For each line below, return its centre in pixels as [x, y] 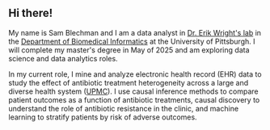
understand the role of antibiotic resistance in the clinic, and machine [124, 108]
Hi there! [31, 13]
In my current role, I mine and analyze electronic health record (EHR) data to [135, 74]
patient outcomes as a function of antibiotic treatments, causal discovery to [134, 99]
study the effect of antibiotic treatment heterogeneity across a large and [129, 82]
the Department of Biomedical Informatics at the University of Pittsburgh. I [132, 41]
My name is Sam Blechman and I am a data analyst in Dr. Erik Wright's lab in [135, 32]
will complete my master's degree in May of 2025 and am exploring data [129, 50]
